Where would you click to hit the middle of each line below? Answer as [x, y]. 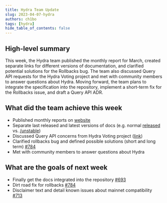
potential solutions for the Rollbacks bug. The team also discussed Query [80, 71]
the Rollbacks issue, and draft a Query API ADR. [54, 92]
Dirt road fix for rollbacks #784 [44, 185]
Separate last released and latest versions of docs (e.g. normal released [86, 125]
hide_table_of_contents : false [38, 28]
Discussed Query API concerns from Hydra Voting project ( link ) [78, 136]
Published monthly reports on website [51, 120]
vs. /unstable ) [26, 131]
